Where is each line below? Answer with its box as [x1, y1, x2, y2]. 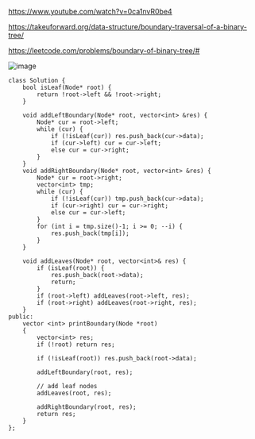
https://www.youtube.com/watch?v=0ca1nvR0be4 [8, 7, 172, 16]
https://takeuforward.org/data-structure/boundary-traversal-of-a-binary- [8, 22, 248, 31]
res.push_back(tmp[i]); [50, 229, 129, 237]
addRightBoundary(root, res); [37, 403, 137, 411]
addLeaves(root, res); [37, 389, 112, 397]
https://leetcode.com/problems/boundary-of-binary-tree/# [8, 46, 200, 55]
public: [8, 313, 34, 321]
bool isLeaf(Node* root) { [22, 83, 112, 91]
